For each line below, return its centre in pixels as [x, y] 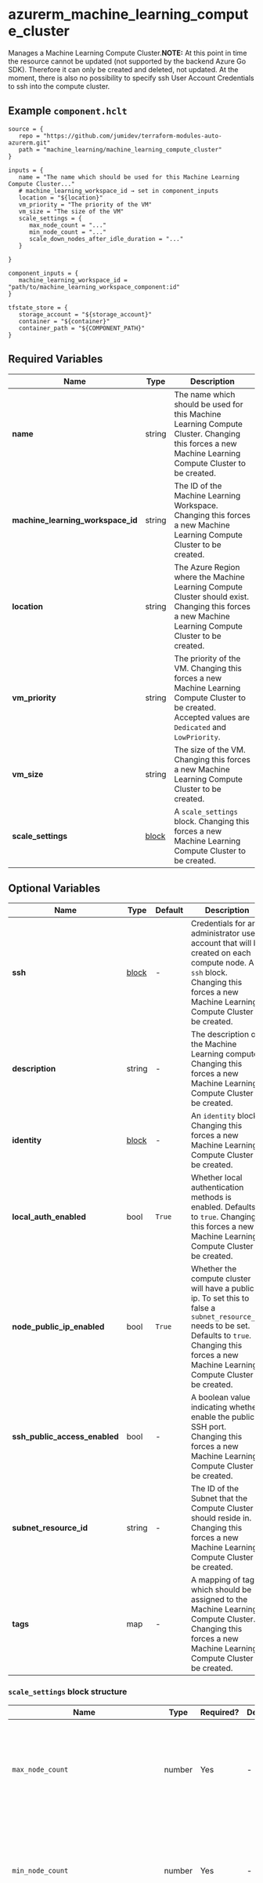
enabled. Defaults [223, 1207]
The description [220, 1035]
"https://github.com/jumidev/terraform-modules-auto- [132, 136]
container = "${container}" [64, 321]
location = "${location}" [61, 198]
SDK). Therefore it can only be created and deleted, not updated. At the [123, 69]
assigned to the [219, 1600]
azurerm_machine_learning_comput [128, 15]
